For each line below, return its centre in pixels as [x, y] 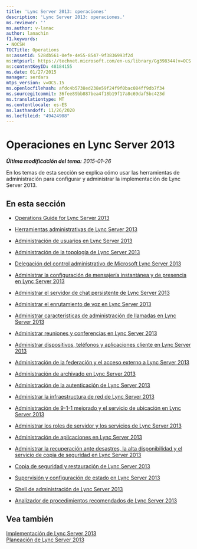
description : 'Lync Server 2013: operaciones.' [66, 17]
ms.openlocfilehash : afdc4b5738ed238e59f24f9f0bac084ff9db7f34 [86, 88]
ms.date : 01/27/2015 [32, 72]
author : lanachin [27, 34]
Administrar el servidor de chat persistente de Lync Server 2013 [92, 293]
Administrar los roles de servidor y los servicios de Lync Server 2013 [98, 426]
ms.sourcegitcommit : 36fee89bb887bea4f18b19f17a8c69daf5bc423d [86, 94]
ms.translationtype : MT [35, 99]
